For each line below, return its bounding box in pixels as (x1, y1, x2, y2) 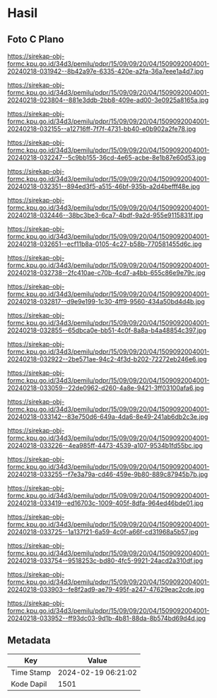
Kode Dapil (11, 679, 47, 689)
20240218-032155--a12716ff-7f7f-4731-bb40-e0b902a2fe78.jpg (7, 125, 197, 133)
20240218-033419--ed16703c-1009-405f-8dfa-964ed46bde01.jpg (7, 499, 204, 507)
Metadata (7, 634, 51, 646)
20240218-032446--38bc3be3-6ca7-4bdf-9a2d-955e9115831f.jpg (7, 211, 204, 219)
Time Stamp (11, 668, 52, 677)
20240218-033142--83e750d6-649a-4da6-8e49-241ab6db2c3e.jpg (7, 412, 209, 421)
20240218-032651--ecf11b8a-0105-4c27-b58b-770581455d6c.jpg (7, 240, 202, 248)
